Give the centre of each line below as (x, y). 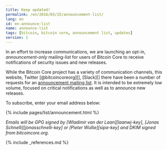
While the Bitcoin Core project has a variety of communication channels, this (84, 72)
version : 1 (17, 38)
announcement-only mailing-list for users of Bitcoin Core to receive (75, 57)
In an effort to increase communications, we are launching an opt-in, (76, 52)
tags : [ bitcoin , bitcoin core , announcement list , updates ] (69, 33)
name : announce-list (27, 28)
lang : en (15, 19)
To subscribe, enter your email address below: (53, 103)
